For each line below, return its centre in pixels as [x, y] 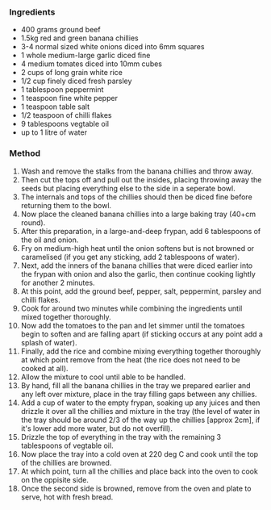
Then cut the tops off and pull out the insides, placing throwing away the [141, 179]
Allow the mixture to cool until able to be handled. [103, 377]
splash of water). [49, 342]
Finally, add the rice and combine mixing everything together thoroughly [141, 351]
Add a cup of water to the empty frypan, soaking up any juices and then [140, 403]
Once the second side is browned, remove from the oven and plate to [136, 488]
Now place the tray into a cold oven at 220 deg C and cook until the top [140, 454]
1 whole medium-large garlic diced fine [85, 56]
